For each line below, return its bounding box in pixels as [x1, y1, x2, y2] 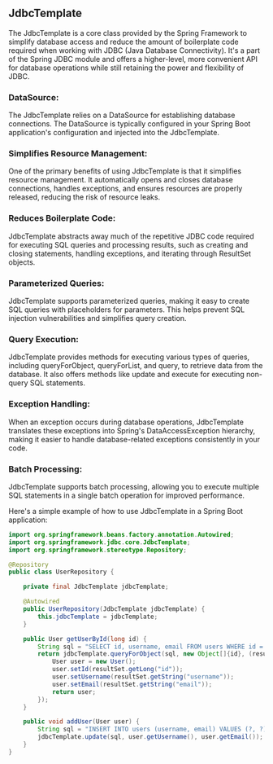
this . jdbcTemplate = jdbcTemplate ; [37, 613, 158, 621]
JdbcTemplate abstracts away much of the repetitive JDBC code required [8, 231, 254, 241]
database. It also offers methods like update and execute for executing [8, 370, 245, 380]
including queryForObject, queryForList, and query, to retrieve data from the [8, 361, 263, 371]
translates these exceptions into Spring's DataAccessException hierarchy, [8, 425, 256, 435]
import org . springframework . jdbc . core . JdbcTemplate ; [8, 538, 191, 547]
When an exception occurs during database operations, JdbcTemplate [8, 417, 244, 427]
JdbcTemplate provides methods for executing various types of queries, [8, 352, 250, 362]
